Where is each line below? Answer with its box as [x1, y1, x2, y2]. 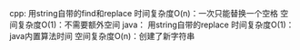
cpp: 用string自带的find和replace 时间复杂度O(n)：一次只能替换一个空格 [9, 8, 279, 18]
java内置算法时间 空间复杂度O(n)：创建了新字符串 [9, 31, 195, 41]
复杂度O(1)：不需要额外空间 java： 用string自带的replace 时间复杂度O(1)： [16, 19, 295, 30]
